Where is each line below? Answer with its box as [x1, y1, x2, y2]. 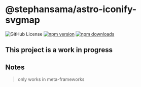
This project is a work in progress [5, 46, 113, 54]
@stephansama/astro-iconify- [5, 4, 137, 15]
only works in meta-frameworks [17, 76, 85, 82]
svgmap [5, 14, 41, 26]
